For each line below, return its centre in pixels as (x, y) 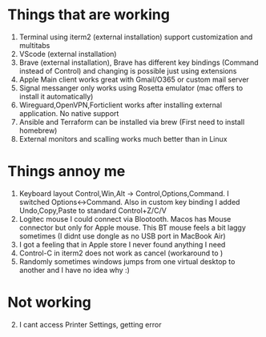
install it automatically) (56, 96)
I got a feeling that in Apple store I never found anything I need (122, 244)
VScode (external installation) (68, 54)
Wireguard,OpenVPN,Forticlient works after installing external (120, 105)
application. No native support (69, 113)
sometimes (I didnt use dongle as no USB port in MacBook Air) (122, 236)
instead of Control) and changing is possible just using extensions (128, 70)
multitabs (34, 45)
